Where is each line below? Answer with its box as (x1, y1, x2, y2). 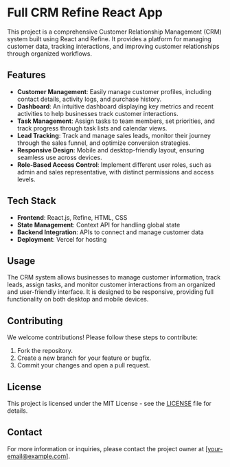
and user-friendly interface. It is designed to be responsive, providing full (7, 288, 214, 296)
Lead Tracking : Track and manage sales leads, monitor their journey (16, 131, 211, 139)
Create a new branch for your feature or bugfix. (16, 354, 152, 362)
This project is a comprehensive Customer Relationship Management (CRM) (7, 27, 222, 36)
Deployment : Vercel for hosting (16, 235, 107, 243)
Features (7, 69, 46, 81)
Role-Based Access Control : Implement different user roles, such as (16, 160, 211, 169)
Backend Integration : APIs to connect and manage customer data (16, 228, 204, 236)
